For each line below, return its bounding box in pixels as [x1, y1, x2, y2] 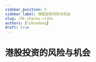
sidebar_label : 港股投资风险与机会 [5, 12, 71, 16]
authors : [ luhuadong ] [5, 20, 49, 26]
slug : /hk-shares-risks [5, 16, 54, 21]
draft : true [5, 25, 29, 30]
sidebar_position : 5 [5, 7, 47, 12]
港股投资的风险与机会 [5, 47, 91, 59]
